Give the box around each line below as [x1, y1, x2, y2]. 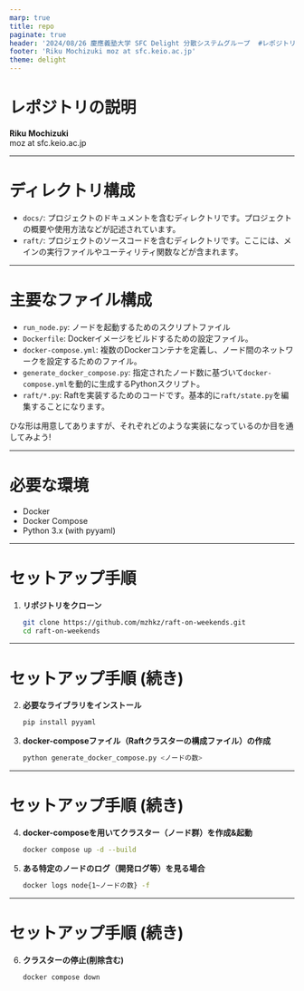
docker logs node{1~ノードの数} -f [22, 880, 150, 889]
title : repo [9, 22, 54, 31]
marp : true [9, 13, 51, 23]
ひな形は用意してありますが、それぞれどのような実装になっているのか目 [9, 420, 279, 431]
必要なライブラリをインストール [22, 700, 142, 711]
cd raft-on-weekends [22, 627, 100, 636]
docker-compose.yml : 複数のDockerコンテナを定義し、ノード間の [22, 344, 262, 355]
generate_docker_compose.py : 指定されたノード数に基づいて [22, 366, 244, 377]
